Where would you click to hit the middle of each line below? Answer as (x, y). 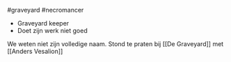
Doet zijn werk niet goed (53, 31)
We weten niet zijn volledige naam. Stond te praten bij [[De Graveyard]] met (115, 44)
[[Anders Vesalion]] (35, 51)
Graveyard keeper (43, 23)
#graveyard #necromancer (46, 10)
